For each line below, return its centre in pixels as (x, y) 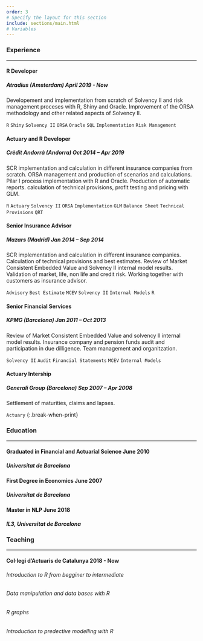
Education (22, 431)
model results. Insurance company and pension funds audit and (85, 342)
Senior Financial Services (39, 306)
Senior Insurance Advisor (39, 226)
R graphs (18, 612)
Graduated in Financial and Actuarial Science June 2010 (78, 452)
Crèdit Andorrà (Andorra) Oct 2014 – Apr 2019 (66, 153)
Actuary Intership (29, 374)
